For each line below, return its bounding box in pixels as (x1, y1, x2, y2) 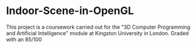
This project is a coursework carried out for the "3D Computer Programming (6, 23, 191, 30)
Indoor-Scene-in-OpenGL (6, 4, 134, 18)
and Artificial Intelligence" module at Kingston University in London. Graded (6, 29, 189, 36)
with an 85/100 (6, 36, 42, 43)
